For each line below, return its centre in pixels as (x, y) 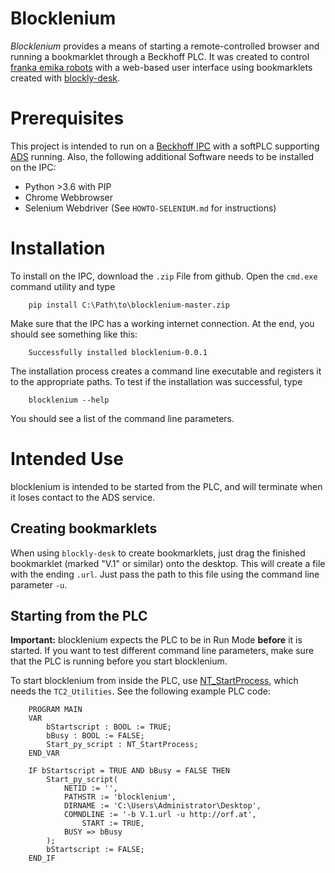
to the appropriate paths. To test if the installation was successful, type (156, 381)
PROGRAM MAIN (55, 710)
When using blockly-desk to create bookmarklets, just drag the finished (158, 553)
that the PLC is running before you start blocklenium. (119, 661)
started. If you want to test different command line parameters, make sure (162, 651)
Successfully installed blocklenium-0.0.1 (118, 352)
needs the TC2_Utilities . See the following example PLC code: (140, 691)
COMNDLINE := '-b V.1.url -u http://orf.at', (160, 815)
